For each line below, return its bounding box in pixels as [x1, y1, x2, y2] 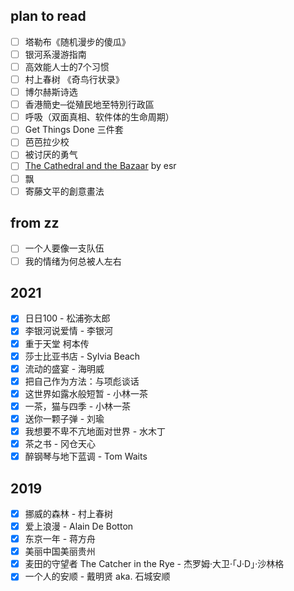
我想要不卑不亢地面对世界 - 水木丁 [24, 425, 167, 437]
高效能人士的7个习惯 [24, 60, 110, 73]
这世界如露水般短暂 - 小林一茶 [24, 387, 149, 399]
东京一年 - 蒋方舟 [24, 533, 97, 545]
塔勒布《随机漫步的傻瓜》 [24, 35, 131, 48]
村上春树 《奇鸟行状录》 [24, 74, 125, 85]
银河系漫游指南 [24, 48, 87, 60]
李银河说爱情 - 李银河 [24, 325, 114, 337]
